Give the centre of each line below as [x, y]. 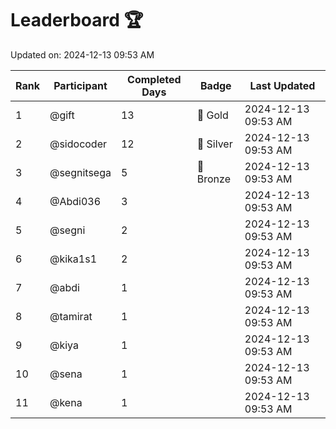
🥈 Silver [214, 144]
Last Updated [282, 85]
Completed [154, 79]
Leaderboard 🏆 [77, 20]
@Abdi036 [75, 201]
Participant [80, 85]
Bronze [213, 179]
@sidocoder [78, 144]
